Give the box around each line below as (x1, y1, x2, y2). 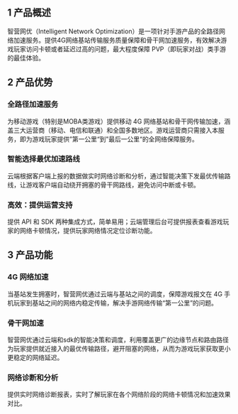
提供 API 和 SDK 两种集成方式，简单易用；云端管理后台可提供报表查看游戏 (7, 217, 223, 226)
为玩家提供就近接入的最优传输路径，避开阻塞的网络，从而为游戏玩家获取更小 (7, 344, 231, 353)
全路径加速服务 (7, 99, 59, 109)
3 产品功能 (7, 249, 53, 261)
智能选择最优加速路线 (7, 154, 80, 164)
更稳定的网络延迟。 (7, 354, 64, 362)
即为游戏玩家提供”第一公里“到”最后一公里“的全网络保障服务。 (19, 134, 198, 143)
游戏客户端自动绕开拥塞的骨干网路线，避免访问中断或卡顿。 (25, 180, 200, 189)
